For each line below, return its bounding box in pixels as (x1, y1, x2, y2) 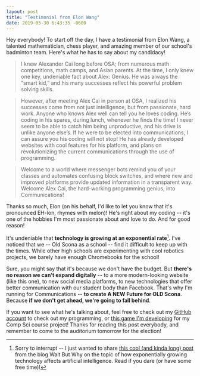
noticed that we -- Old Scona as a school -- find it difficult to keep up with (6, 241, 187, 248)
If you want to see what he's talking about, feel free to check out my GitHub (6, 309, 192, 316)
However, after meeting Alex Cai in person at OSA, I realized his (20, 97, 177, 104)
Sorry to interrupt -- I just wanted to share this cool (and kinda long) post (14, 344, 194, 352)
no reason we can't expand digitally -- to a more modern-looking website (6, 272, 189, 279)
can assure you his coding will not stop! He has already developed (20, 135, 184, 143)
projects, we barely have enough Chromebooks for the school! (6, 254, 160, 261)
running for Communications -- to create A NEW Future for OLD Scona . (6, 291, 183, 298)
